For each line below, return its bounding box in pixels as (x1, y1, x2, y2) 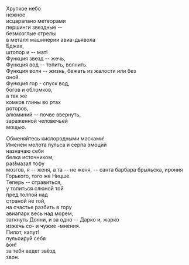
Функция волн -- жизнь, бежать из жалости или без (6, 68, 136, 74)
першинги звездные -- (6, 24, 63, 31)
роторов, (6, 105, 29, 112)
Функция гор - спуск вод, (6, 80, 70, 87)
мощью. (6, 123, 26, 130)
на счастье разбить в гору (6, 204, 72, 210)
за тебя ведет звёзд (6, 247, 56, 254)
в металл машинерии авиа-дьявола (6, 36, 95, 43)
